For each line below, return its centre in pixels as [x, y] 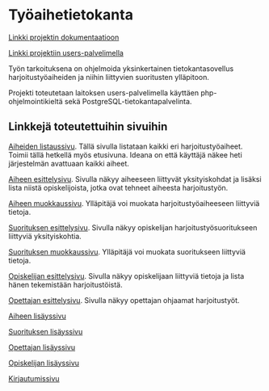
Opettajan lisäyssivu [42, 347]
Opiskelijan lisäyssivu [44, 363]
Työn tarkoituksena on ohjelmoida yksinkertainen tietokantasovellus [121, 68]
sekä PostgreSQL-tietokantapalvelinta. [128, 101]
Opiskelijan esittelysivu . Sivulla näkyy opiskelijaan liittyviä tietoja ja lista [126, 275]
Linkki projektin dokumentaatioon [64, 37]
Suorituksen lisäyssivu [46, 331]
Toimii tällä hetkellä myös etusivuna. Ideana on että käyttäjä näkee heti [125, 154]
